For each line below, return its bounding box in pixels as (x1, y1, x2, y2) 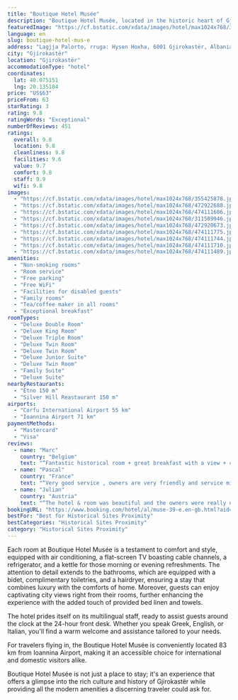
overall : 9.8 (13, 136, 52, 143)
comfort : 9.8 (13, 168, 52, 176)
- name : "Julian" (13, 486, 65, 493)
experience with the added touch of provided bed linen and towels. (7, 598, 203, 606)
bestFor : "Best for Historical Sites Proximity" (7, 512, 154, 519)
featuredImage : (7, 23, 52, 31)
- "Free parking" (13, 274, 65, 281)
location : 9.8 (13, 143, 55, 150)
